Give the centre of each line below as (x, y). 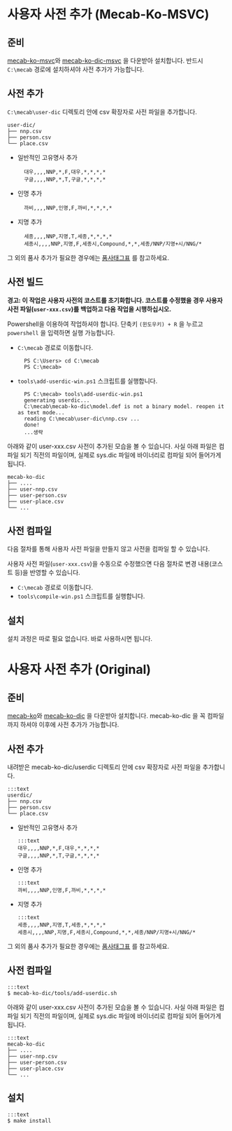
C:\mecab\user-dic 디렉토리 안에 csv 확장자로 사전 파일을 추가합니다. (102, 111)
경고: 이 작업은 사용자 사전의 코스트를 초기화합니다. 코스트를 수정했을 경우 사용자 (115, 300)
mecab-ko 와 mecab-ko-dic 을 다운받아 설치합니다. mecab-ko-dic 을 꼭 (107, 716)
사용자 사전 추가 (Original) (79, 670)
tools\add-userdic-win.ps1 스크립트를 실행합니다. (87, 381)
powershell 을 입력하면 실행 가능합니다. (61, 332)
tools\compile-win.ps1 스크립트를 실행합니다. (81, 596)
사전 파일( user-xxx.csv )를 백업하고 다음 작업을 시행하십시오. (89, 309)
